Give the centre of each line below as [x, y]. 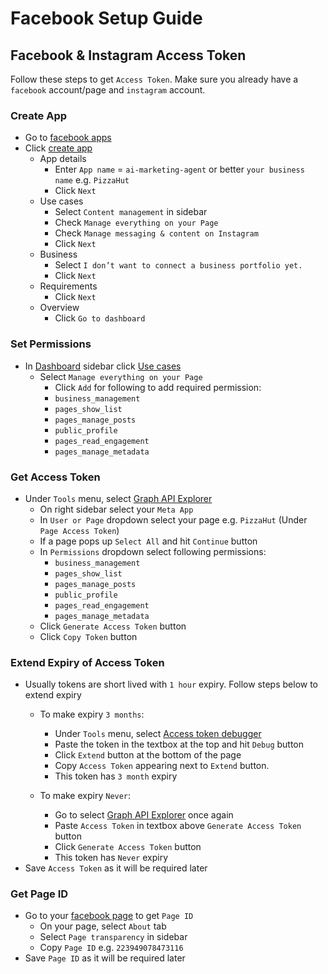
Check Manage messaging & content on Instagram [156, 233]
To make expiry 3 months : [92, 714]
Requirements [68, 286]
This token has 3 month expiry [116, 776]
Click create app [58, 148]
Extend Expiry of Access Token [87, 662]
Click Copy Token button [88, 636]
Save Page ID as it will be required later [105, 958]
